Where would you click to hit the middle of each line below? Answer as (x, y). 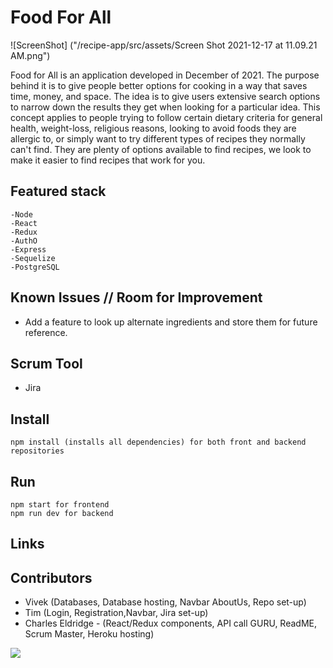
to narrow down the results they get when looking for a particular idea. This (165, 107)
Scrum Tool (46, 363)
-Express (28, 249)
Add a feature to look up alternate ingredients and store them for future (171, 322)
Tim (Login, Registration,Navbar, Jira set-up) (116, 613)
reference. (46, 332)
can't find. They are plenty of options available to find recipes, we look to (161, 149)
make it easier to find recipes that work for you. (108, 160)
